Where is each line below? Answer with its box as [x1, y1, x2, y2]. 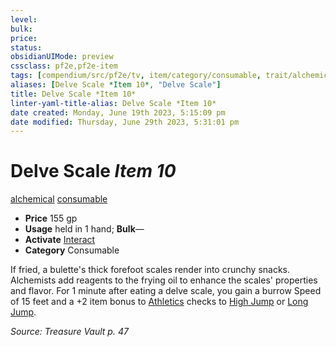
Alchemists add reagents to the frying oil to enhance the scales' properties [10, 274, 318, 286]
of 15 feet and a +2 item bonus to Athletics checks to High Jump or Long [10, 296, 309, 308]
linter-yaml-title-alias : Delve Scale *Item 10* [10, 98, 217, 108]
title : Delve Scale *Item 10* [10, 89, 137, 99]
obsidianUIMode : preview [10, 52, 114, 62]
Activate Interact [24, 234, 96, 246]
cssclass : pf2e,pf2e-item [10, 61, 118, 71]
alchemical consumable [10, 193, 108, 205]
